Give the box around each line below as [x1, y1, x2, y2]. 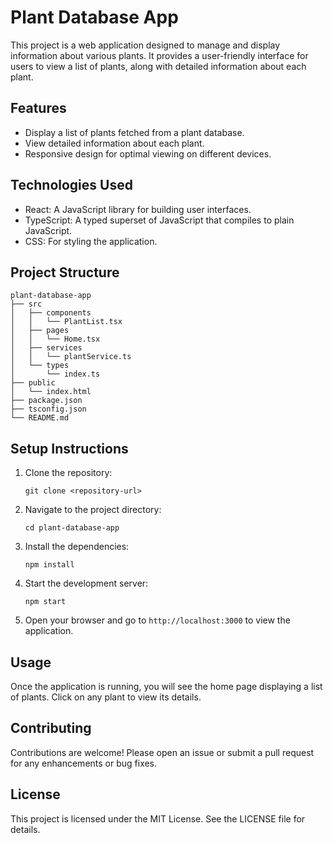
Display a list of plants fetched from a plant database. [24, 126, 245, 138]
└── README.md [10, 413, 70, 423]
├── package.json [10, 396, 83, 406]
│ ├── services [10, 343, 83, 353]
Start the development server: [24, 577, 149, 590]
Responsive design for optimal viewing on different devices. [24, 147, 272, 160]
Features [10, 100, 67, 117]
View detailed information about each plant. [24, 137, 205, 149]
